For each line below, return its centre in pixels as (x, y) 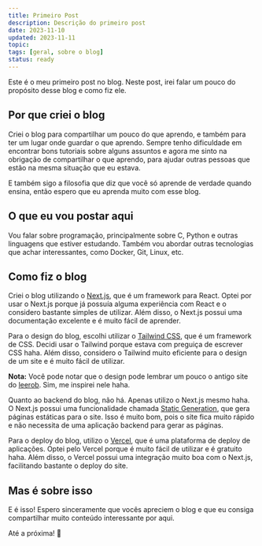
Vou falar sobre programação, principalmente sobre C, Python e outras (123, 235)
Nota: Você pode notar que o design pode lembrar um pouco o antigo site (128, 376)
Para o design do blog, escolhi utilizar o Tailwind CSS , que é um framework (130, 336)
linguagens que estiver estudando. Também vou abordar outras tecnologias (131, 243)
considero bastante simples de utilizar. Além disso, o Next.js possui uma (125, 312)
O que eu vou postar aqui (71, 217)
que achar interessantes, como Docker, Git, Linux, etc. (96, 252)
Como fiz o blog (48, 277)
